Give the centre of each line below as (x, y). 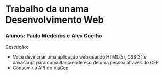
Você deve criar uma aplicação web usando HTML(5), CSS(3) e (79, 57)
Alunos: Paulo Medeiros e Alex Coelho (54, 36)
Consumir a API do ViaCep (41, 68)
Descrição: (17, 47)
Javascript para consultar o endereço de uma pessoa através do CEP (86, 63)
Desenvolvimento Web (54, 20)
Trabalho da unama (47, 9)
